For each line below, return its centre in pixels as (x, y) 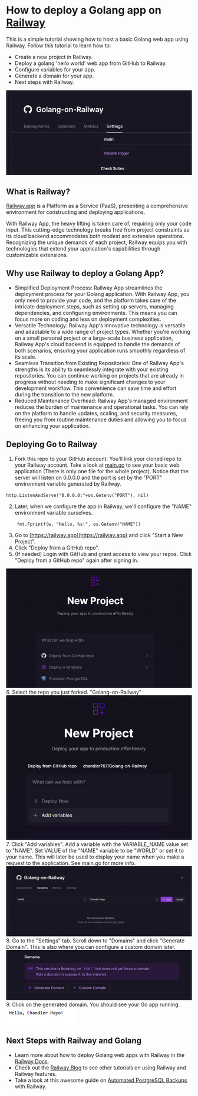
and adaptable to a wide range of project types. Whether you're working (102, 331)
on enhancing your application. (52, 425)
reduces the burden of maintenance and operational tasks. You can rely (101, 407)
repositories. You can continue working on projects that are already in (99, 375)
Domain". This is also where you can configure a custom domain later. (91, 947)
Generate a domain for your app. (54, 76)
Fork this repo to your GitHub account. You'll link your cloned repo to (98, 458)
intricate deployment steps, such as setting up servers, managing (94, 306)
